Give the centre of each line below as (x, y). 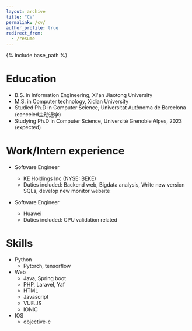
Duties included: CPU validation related (70, 219)
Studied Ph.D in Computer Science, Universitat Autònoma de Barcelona (100, 107)
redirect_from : (25, 33)
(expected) (28, 127)
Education (31, 79)
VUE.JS (32, 303)
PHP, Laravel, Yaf (44, 284)
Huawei (32, 213)
